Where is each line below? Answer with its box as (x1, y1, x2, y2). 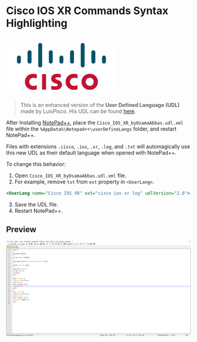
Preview (6, 224, 37, 234)
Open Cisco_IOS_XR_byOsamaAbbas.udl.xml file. (14, 172, 127, 179)
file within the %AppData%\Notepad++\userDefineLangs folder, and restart (6, 125, 177, 133)
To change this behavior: (6, 160, 66, 168)
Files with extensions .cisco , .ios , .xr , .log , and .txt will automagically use (6, 143, 191, 150)
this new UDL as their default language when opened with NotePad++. (6, 149, 177, 156)
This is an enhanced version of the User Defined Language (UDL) (20, 102, 180, 109)
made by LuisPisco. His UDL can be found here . (20, 108, 137, 115)
